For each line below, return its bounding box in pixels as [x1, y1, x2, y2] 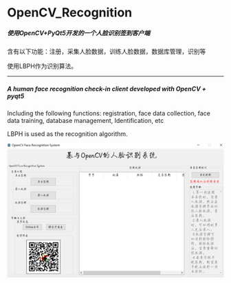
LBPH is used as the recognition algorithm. [7, 130, 129, 138]
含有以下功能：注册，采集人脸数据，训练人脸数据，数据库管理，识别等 [7, 47, 206, 56]
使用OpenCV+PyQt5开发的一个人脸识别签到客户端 [7, 29, 151, 37]
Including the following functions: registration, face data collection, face [7, 109, 211, 117]
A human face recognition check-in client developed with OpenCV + [7, 84, 206, 93]
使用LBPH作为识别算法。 [7, 62, 78, 70]
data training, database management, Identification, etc [7, 117, 164, 125]
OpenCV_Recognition [7, 5, 133, 21]
